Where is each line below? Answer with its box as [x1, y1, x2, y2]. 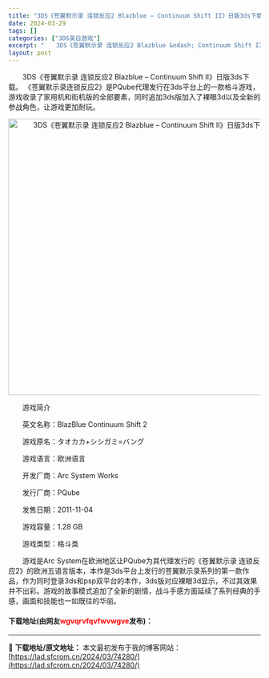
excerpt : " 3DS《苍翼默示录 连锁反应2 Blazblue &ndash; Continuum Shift [8, 42, 252, 50]
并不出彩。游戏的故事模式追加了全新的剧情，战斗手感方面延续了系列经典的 [8, 587, 254, 595]
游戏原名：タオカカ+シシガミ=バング [22, 436, 145, 446]
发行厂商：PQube [22, 488, 80, 497]
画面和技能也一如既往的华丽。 [22, 596, 121, 606]
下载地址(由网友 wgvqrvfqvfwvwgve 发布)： [8, 615, 154, 626]
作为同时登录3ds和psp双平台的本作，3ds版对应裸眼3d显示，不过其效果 [22, 576, 258, 586]
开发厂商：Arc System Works [22, 471, 118, 480]
